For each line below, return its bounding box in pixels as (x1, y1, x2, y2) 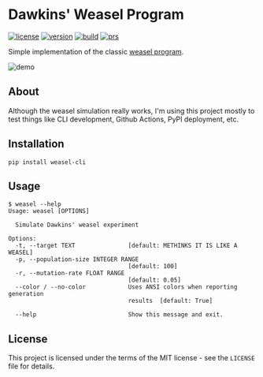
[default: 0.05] (128, 276, 181, 285)
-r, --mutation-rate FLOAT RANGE (15, 270, 125, 278)
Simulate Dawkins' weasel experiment (15, 221, 139, 230)
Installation (8, 137, 65, 151)
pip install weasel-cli (8, 158, 87, 166)
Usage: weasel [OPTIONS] (8, 207, 90, 215)
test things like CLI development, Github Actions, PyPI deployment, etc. (8, 114, 239, 124)
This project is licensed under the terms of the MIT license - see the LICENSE (8, 353, 255, 363)
